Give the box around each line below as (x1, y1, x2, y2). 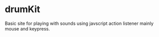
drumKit (5, 4, 40, 15)
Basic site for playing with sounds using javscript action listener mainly (5, 20, 154, 26)
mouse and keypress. (5, 25, 50, 31)
